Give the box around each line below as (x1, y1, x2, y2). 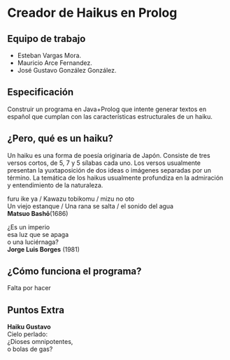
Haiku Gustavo (7, 323, 51, 331)
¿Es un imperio (7, 222, 50, 231)
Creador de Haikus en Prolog (7, 5, 178, 21)
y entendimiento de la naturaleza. (7, 180, 103, 189)
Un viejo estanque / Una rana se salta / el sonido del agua (7, 201, 173, 210)
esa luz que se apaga (7, 230, 69, 238)
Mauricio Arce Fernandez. (17, 59, 92, 67)
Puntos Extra (7, 304, 65, 316)
